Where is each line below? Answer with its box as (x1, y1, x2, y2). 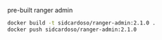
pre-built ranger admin (7, 6, 73, 14)
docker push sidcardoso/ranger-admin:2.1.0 (7, 26, 137, 33)
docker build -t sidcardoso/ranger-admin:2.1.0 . (7, 20, 156, 27)
